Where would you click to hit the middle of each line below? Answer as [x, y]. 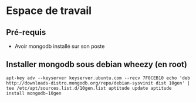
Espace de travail [49, 11]
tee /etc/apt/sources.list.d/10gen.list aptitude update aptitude [89, 88]
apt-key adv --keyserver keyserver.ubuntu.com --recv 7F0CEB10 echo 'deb [98, 78]
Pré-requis [26, 32]
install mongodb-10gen [34, 93]
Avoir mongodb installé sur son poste [60, 46]
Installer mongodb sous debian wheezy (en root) [97, 64]
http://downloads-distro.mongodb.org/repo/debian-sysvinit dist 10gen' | [98, 83]
